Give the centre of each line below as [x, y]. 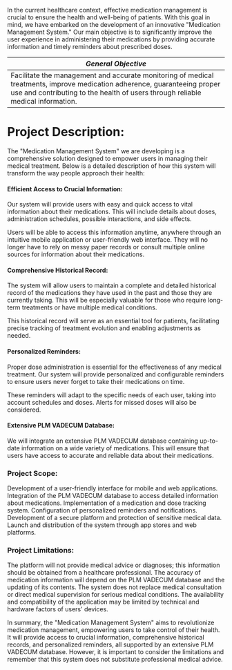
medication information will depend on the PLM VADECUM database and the [116, 580]
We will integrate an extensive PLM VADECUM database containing [103, 441]
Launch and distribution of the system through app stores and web [102, 525]
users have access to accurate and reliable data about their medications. [110, 455]
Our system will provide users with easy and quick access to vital [100, 204]
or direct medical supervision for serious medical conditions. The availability [116, 595]
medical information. [44, 101]
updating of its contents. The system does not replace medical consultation [115, 587]
